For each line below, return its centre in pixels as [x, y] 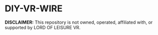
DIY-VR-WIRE [34, 9]
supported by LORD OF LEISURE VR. [43, 27]
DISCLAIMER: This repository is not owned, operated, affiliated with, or [79, 22]
